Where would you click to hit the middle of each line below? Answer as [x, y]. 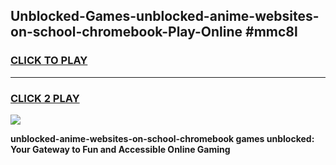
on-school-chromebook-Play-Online [126, 32]
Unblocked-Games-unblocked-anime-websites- [165, 16]
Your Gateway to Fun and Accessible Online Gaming [120, 149]
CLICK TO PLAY [49, 61]
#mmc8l [271, 32]
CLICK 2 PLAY [45, 98]
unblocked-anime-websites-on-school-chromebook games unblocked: [162, 138]
